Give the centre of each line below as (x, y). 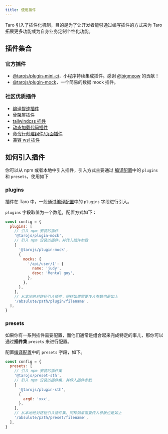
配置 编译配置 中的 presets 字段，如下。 (45, 352)
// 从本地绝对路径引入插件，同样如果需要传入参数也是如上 (66, 296)
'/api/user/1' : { (46, 264)
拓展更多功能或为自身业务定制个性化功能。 (49, 31)
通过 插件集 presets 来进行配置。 (38, 341)
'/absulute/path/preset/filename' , (51, 418)
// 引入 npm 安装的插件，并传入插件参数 (51, 240)
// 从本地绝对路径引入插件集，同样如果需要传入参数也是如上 (68, 413)
